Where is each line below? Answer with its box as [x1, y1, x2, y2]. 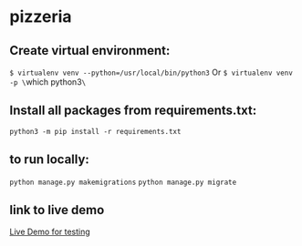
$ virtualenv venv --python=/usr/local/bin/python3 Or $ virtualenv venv [9, 67, 294, 77]
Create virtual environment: [9, 43, 171, 58]
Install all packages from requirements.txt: [9, 103, 257, 118]
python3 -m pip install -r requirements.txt [9, 127, 182, 136]
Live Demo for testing [9, 226, 91, 238]
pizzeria [9, 6, 72, 27]
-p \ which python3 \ [9, 77, 87, 87]
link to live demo [9, 202, 105, 218]
